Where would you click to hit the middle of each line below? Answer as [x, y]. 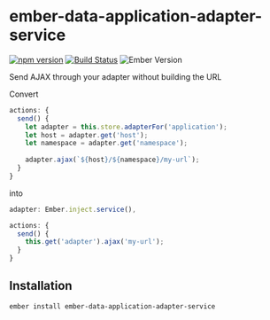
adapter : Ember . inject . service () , [73, 209]
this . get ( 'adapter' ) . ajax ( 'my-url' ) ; [95, 242]
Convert [24, 94]
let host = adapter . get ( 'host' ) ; [87, 135]
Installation [41, 286]
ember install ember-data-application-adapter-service [112, 306]
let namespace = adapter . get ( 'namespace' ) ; [107, 144]
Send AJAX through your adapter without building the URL [116, 76]
